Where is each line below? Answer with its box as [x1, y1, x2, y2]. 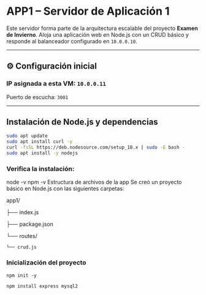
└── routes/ [6, 233, 38, 240]
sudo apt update [6, 133, 48, 139]
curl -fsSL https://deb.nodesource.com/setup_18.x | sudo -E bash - [6, 144, 185, 151]
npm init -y [6, 272, 37, 278]
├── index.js [6, 209, 39, 216]
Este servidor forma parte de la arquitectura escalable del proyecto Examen [6, 24, 198, 32]
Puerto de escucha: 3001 [6, 93, 69, 100]
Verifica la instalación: [6, 164, 75, 173]
